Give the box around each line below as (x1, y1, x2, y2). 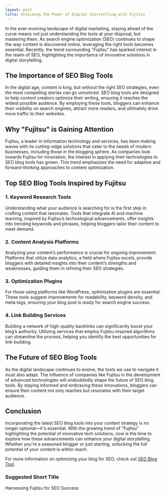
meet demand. (5, 226, 35, 232)
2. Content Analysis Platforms (5, 238, 79, 245)
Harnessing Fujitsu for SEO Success (5, 485, 79, 491)
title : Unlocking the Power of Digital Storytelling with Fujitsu (5, 12, 145, 17)
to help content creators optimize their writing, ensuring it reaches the (5, 95, 148, 101)
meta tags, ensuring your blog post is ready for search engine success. (5, 299, 151, 305)
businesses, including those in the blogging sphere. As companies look (5, 149, 151, 155)
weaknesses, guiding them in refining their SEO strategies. (5, 265, 125, 271)
